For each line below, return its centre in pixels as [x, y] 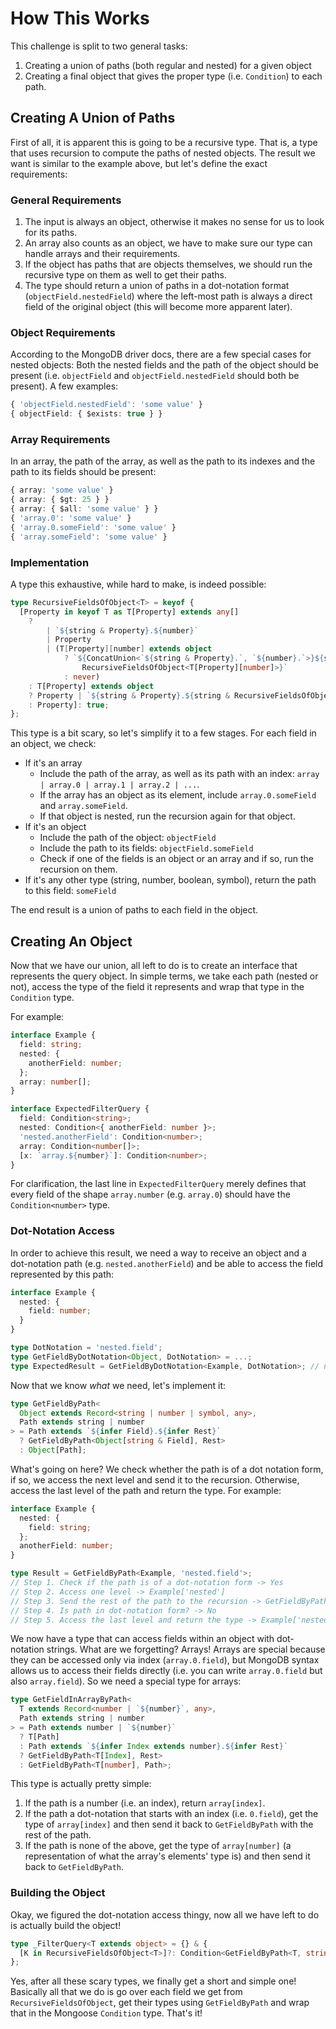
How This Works [80, 18]
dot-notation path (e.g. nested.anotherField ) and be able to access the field [167, 1263]
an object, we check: [53, 744]
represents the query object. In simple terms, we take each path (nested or [164, 976]
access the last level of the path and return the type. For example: [146, 1490]
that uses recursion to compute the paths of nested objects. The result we [163, 153]
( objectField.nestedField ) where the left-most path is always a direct [168, 296]
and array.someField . [83, 806]
